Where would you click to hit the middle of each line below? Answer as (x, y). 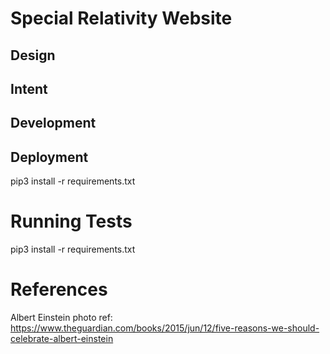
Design (33, 55)
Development (53, 123)
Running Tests (71, 221)
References (59, 289)
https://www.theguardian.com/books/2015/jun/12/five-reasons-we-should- (165, 328)
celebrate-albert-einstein (62, 339)
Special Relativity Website (121, 18)
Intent (29, 88)
